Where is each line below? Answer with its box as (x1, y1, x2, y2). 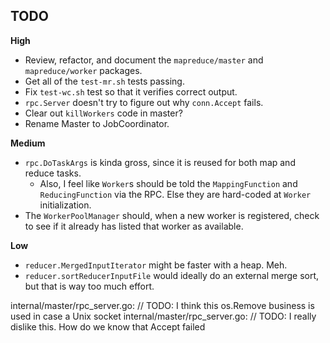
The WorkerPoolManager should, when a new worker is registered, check (24, 209, 320, 221)
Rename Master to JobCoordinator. (24, 117, 170, 129)
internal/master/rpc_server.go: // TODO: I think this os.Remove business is (10, 299, 315, 311)
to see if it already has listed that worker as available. (24, 220, 244, 232)
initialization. (39, 199, 92, 211)
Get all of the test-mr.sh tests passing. (24, 75, 185, 87)
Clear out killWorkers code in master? (24, 107, 183, 119)
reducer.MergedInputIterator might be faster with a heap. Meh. (24, 259, 288, 271)
